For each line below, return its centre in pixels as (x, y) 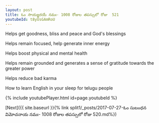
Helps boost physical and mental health (46, 53)
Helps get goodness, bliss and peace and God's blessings (66, 34)
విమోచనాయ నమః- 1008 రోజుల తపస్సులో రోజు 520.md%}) (61, 114)
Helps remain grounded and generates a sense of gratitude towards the (80, 63)
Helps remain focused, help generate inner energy (58, 44)
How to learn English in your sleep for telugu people (59, 88)
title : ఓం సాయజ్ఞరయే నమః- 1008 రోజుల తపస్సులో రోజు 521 (62, 15)
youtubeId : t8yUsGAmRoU (30, 19)
